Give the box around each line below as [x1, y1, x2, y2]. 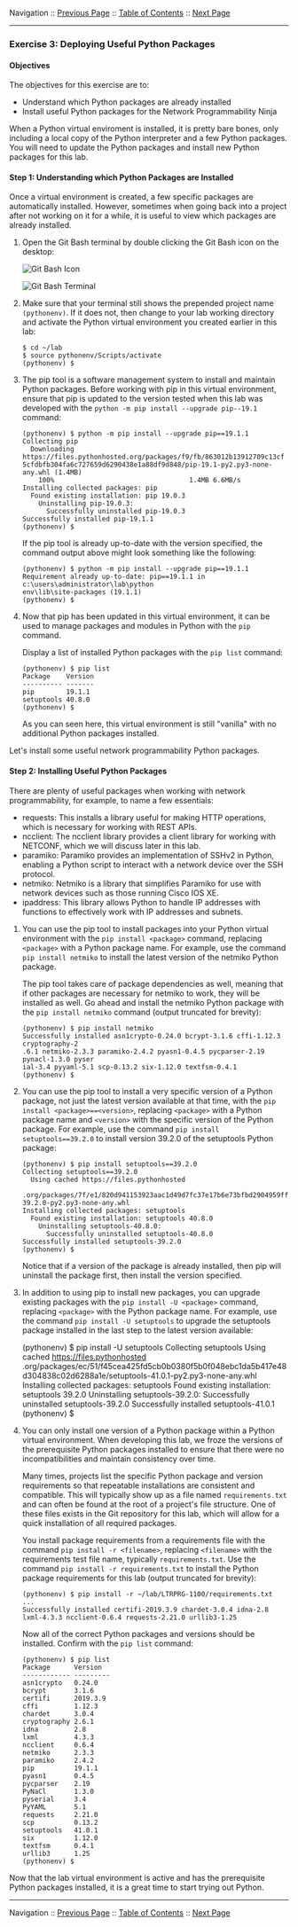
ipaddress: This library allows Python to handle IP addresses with [21, 897, 261, 907]
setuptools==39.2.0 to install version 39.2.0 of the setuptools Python [21, 1132, 273, 1143]
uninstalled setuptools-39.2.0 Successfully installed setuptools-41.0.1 [21, 1398, 275, 1409]
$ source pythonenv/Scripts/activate [21, 351, 162, 360]
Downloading [30, 445, 74, 454]
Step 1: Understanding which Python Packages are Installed [9, 172, 234, 183]
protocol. [21, 868, 56, 879]
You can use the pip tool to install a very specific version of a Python [21, 1085, 273, 1096]
